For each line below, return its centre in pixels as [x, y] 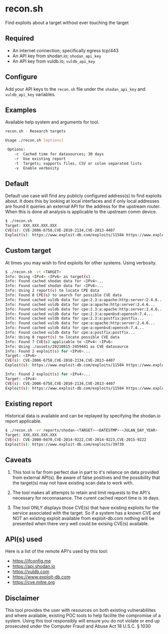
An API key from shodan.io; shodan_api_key [57, 56]
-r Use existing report [40, 158]
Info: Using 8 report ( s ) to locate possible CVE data [62, 337]
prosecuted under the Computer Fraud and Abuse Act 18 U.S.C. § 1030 [78, 626]
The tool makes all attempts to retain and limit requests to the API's [81, 493]
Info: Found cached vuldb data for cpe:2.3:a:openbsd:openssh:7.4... [79, 314]
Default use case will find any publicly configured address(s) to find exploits [83, 196]
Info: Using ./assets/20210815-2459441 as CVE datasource [67, 347]
